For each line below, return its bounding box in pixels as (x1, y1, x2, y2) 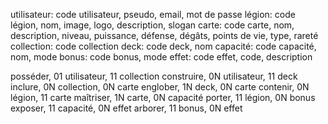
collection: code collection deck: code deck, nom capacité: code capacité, (10, 40, 317, 52)
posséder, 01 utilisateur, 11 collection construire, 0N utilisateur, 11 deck (10, 70, 298, 82)
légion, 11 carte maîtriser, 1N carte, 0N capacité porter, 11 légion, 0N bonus (10, 92, 316, 103)
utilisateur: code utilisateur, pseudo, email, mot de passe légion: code (10, 9, 296, 20)
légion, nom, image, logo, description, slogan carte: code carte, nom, (10, 19, 295, 31)
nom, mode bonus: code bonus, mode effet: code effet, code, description (10, 51, 313, 63)
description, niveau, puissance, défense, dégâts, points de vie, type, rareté (10, 30, 319, 41)
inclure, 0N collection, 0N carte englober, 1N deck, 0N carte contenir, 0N (10, 81, 310, 93)
